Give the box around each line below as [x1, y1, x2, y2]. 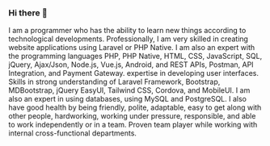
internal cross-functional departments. [8, 128, 137, 138]
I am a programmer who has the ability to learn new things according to [8, 26, 247, 35]
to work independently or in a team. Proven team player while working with [8, 120, 258, 130]
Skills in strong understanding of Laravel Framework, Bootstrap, [8, 77, 221, 87]
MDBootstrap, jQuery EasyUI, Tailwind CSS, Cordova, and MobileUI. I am [8, 86, 251, 95]
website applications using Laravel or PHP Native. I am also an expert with [8, 43, 255, 52]
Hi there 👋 [8, 7, 49, 19]
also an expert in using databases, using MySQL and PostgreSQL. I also [8, 94, 247, 104]
